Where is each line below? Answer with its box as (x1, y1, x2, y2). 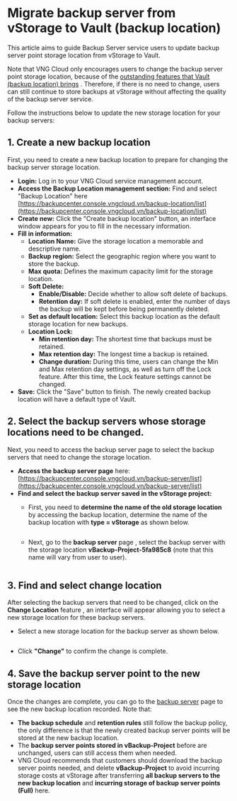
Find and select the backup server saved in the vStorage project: (17, 489, 212, 497)
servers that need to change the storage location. (7, 453, 152, 461)
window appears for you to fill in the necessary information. (17, 222, 192, 230)
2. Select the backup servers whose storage (7, 416, 207, 428)
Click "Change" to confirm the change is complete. (17, 647, 168, 656)
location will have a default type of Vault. (17, 394, 137, 403)
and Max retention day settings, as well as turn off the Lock (38, 365, 212, 373)
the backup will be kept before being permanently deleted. (38, 305, 210, 313)
